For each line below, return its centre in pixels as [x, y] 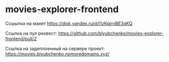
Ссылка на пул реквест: [31, 33]
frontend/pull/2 [21, 39]
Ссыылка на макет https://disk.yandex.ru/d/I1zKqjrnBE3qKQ [69, 23]
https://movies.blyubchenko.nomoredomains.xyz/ [57, 54]
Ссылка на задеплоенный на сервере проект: [55, 48]
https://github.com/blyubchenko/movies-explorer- [111, 33]
